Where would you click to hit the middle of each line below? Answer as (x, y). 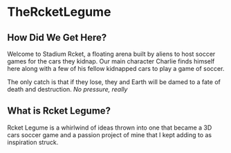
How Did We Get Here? (57, 38)
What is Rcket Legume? (59, 111)
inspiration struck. (33, 142)
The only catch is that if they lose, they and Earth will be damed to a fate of (114, 82)
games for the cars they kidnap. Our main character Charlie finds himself (111, 61)
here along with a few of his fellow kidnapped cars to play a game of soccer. (116, 69)
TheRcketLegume (59, 12)
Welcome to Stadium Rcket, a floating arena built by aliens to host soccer (111, 54)
